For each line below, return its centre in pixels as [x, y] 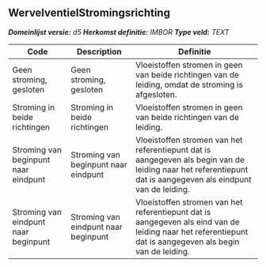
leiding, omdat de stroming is [189, 85]
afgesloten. [156, 94]
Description [99, 51]
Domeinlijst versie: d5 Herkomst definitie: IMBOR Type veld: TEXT [119, 32]
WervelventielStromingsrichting [89, 13]
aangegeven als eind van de [188, 222]
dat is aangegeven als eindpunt [194, 179]
